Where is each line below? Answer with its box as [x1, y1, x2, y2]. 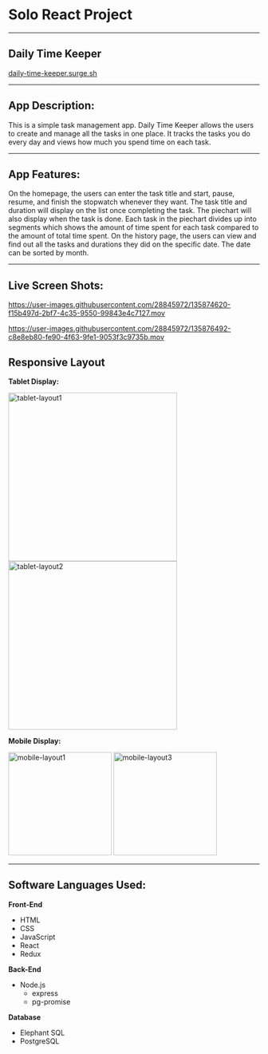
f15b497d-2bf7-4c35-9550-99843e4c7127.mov [8, 309, 166, 318]
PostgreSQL [19, 1036, 60, 1046]
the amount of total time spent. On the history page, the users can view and [8, 231, 257, 241]
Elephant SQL [19, 1028, 65, 1037]
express [31, 988, 58, 998]
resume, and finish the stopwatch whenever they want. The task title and [8, 197, 247, 207]
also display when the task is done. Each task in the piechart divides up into [8, 214, 257, 224]
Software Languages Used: [8, 878, 146, 892]
